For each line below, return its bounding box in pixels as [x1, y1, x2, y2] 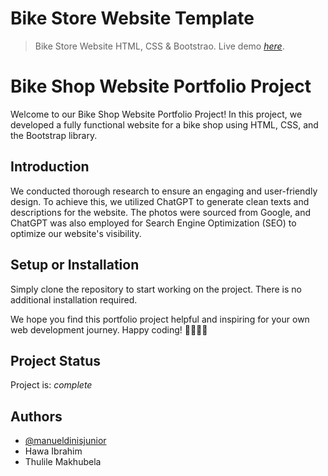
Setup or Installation [10, 257, 140, 274]
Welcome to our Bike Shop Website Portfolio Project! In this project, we [10, 108, 303, 120]
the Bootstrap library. [10, 129, 98, 141]
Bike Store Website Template [10, 7, 255, 30]
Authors [10, 408, 63, 425]
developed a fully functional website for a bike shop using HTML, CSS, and [10, 118, 319, 131]
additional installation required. [10, 293, 138, 306]
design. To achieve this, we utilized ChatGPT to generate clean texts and [10, 195, 310, 207]
